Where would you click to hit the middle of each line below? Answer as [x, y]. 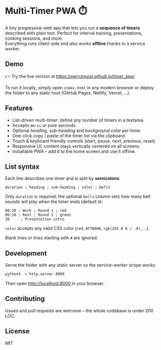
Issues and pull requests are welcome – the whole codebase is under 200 [79, 310]
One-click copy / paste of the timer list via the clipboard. [69, 136]
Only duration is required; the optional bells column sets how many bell [78, 197]
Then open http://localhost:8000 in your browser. [55, 283]
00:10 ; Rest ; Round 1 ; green [38, 215]
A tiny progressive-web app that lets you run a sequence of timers [73, 28]
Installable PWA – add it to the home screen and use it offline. [74, 151]
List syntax [22, 166]
